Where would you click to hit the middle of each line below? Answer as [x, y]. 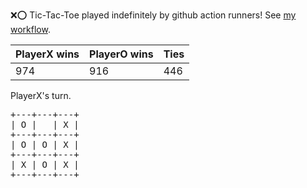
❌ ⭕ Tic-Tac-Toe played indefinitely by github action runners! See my [153, 15]
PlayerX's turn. [41, 95]
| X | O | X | [45, 164]
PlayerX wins [47, 54]
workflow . [30, 29]
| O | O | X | [45, 144]
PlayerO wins [121, 54]
